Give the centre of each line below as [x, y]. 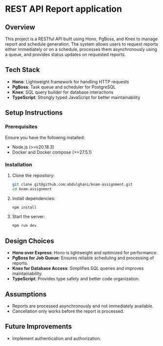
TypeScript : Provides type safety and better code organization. [76, 279]
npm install [24, 207]
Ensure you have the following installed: [45, 137]
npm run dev [24, 226]
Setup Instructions [34, 113]
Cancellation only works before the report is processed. [68, 311]
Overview [20, 27]
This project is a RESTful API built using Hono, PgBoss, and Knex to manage [81, 39]
